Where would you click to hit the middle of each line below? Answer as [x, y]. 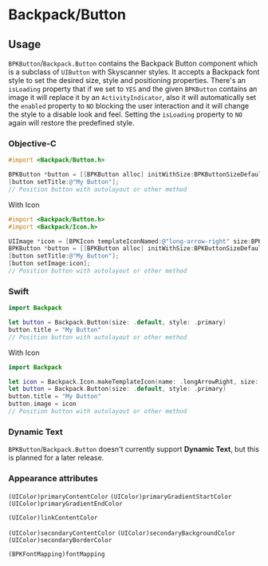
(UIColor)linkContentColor [53, 517]
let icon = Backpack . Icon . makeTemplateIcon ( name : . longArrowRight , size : [134, 381]
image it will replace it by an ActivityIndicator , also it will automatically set [132, 97]
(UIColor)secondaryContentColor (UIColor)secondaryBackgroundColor [122, 533]
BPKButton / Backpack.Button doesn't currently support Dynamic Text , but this [134, 449]
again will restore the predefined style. [71, 123]
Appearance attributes [53, 479]
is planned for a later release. [56, 458]
